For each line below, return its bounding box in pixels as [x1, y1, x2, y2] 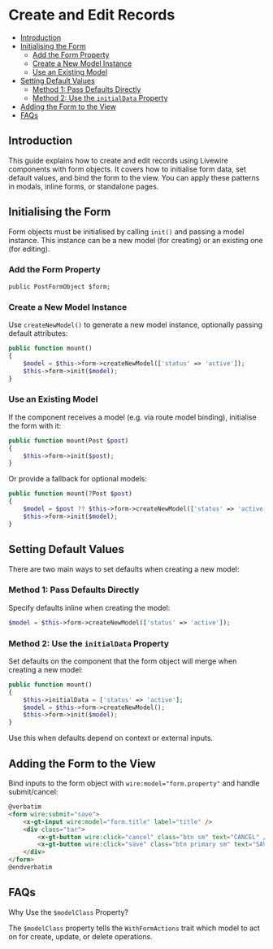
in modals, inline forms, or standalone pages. [8, 181, 159, 191]
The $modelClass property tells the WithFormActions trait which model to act [8, 923, 260, 933]
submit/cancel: [8, 787, 58, 797]
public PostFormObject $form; [8, 282, 111, 290]
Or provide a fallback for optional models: [8, 474, 148, 484]
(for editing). [8, 244, 50, 254]
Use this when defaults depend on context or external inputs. [8, 734, 214, 743]
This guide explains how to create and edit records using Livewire [8, 155, 229, 165]
